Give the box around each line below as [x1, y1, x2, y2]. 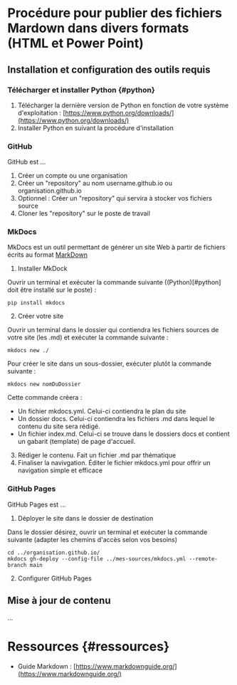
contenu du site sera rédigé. [17, 422, 101, 431]
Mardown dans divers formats [7, 20, 189, 36]
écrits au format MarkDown [7, 250, 88, 259]
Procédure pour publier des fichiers [7, 5, 223, 21]
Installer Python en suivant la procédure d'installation [17, 123, 174, 132]
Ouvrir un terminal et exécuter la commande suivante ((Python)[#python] [7, 278, 221, 287]
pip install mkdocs [7, 299, 65, 307]
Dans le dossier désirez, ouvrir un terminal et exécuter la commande [7, 528, 208, 536]
